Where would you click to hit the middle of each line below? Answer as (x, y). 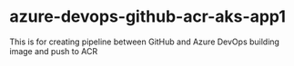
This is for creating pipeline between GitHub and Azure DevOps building (145, 42)
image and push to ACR (54, 51)
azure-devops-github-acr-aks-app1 (148, 17)
